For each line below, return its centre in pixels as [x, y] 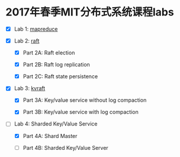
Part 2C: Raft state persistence [60, 76]
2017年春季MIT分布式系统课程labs [90, 12]
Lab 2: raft [27, 41]
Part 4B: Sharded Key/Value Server [66, 148]
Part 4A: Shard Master [50, 136]
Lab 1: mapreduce [36, 29]
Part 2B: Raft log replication [56, 65]
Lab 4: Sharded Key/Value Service [56, 124]
